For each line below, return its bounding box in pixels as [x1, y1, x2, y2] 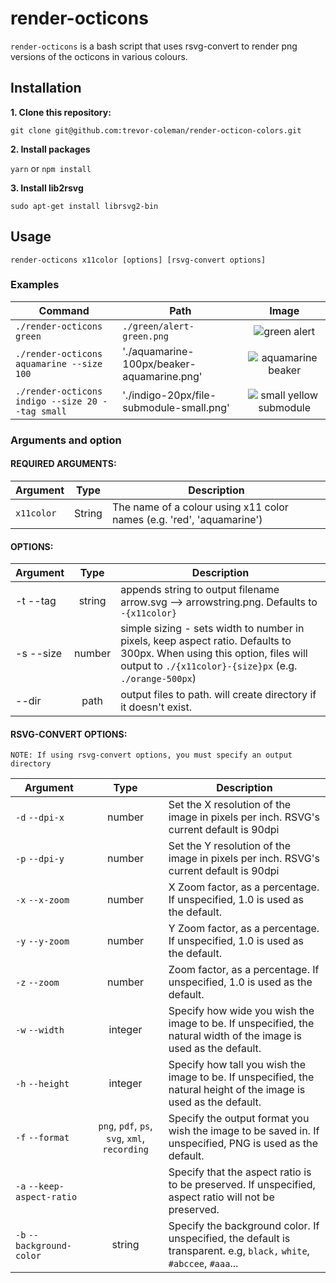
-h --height [15, 1078, 70, 1090]
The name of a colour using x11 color [111, 500, 289, 514]
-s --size [15, 647, 63, 661]
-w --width [15, 1025, 65, 1036]
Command [38, 303, 90, 317]
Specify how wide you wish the [168, 1004, 315, 1018]
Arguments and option [10, 433, 122, 447]
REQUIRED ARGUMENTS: [10, 458, 117, 470]
